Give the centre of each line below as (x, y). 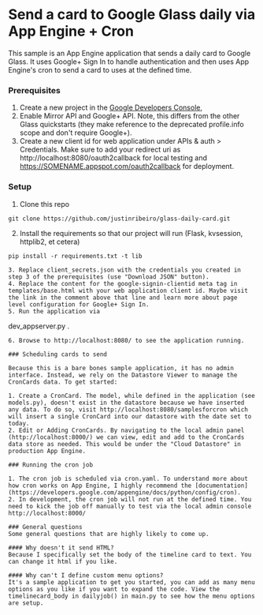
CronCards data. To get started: (63, 382)
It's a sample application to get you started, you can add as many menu (132, 582)
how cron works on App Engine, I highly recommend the (100, 486)
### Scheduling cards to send (58, 354)
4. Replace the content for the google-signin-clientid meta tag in (123, 283)
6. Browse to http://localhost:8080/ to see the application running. (126, 340)
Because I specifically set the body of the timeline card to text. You (130, 554)
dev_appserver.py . (39, 326)
